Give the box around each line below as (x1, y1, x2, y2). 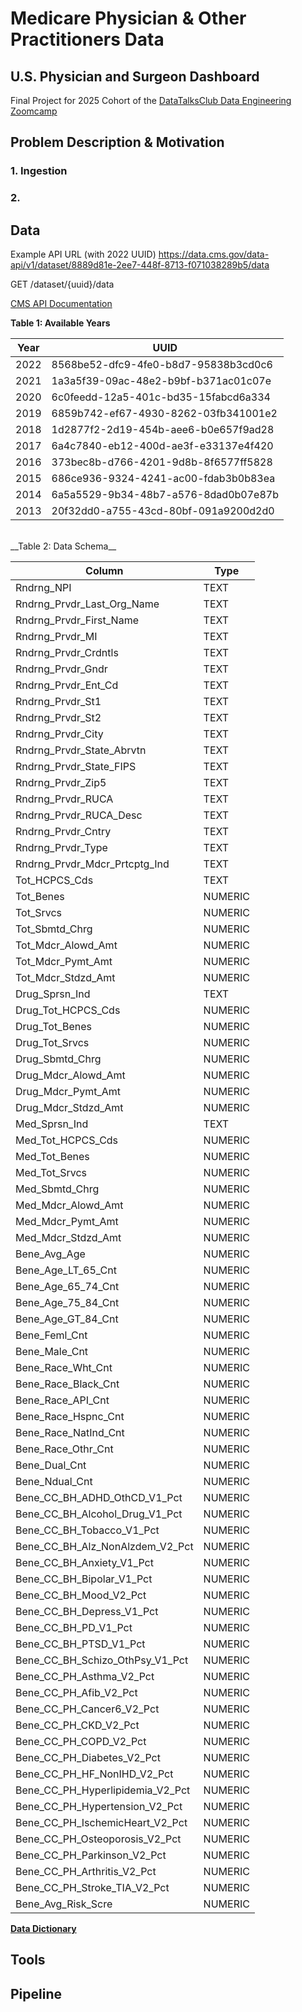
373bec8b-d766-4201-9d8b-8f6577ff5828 (51, 455, 273, 469)
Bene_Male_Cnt (15, 1345, 89, 1359)
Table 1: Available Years (10, 317, 111, 329)
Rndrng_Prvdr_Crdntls (15, 646, 119, 660)
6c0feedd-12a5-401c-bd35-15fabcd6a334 (51, 390, 271, 404)
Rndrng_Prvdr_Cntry (15, 825, 112, 839)
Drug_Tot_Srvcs (15, 1036, 90, 1050)
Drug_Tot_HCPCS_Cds (15, 1003, 121, 1017)
